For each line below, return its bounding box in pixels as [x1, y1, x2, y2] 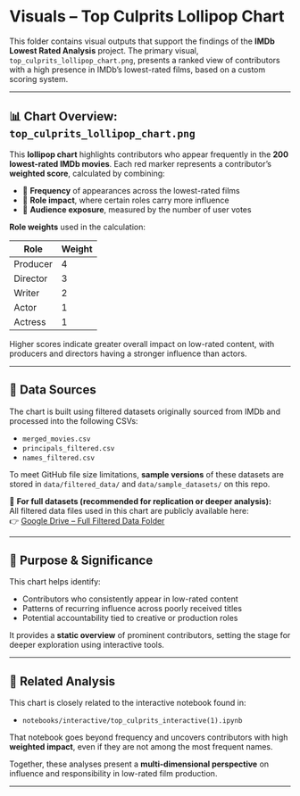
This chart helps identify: [9, 576, 101, 587]
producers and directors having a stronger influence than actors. [9, 348, 247, 359]
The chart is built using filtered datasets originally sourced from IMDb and [9, 406, 281, 417]
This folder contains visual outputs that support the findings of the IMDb [9, 36, 275, 46]
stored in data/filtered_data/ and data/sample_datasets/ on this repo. [9, 478, 271, 489]
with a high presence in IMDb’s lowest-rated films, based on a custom [9, 64, 266, 75]
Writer [13, 286, 40, 299]
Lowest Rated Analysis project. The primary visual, [9, 45, 199, 55]
